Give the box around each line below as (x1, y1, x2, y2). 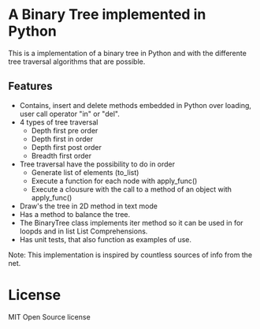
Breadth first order (31, 151, 92, 160)
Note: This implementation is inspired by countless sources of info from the (8, 250, 253, 260)
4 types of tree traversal (19, 117, 98, 127)
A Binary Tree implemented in (8, 6, 206, 24)
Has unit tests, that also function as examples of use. (19, 234, 191, 244)
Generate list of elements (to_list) (31, 167, 139, 177)
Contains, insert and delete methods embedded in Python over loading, (19, 100, 252, 110)
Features (8, 80, 53, 93)
